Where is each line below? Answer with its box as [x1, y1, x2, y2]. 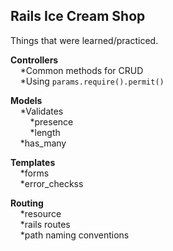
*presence [29, 115, 74, 128]
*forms [19, 167, 50, 179]
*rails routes [19, 218, 71, 230]
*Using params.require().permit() [19, 75, 165, 87]
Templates [10, 156, 56, 168]
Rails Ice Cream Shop [10, 8, 146, 25]
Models [10, 94, 43, 106]
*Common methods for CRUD [19, 64, 144, 76]
